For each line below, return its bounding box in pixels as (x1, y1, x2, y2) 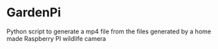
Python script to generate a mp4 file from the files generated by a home (6, 27, 212, 35)
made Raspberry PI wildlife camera (6, 34, 107, 42)
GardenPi (6, 5, 62, 20)
